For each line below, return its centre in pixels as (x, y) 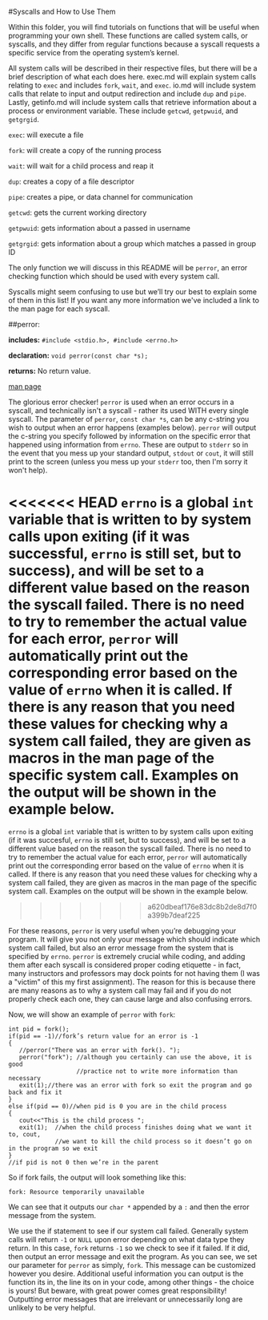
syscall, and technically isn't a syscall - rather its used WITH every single (129, 411)
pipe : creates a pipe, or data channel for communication (101, 197)
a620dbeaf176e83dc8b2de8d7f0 (202, 906)
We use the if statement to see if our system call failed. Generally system (128, 1231)
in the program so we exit (53, 1148)
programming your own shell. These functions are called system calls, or (128, 36)
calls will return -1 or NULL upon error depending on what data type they (126, 1239)
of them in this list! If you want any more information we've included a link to (134, 300)
